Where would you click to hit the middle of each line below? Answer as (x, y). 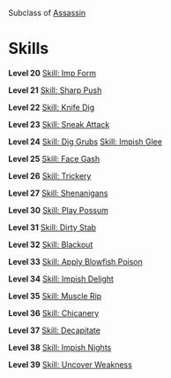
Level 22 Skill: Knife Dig (51, 107)
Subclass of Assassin (47, 13)
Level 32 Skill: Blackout (51, 244)
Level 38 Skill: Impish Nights (60, 347)
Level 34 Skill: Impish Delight (61, 279)
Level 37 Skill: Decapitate (54, 330)
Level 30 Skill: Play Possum (59, 210)
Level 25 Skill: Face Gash (54, 158)
